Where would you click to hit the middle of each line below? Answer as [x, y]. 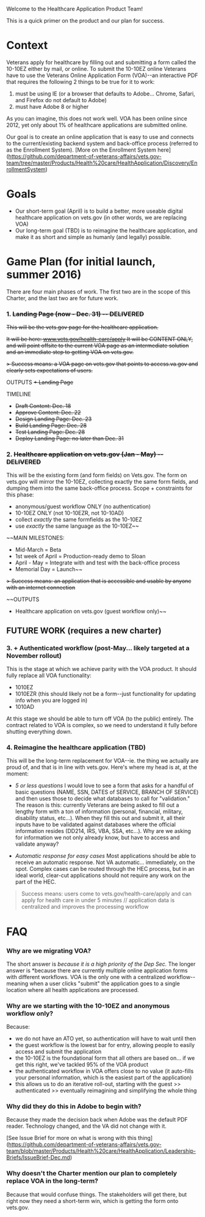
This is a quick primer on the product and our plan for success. [85, 20]
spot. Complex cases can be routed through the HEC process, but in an [105, 869]
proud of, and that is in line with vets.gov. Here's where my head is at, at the [102, 768]
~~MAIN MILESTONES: [36, 538]
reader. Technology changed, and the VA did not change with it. [86, 1126]
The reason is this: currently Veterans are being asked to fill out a [97, 805]
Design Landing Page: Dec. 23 [53, 419]
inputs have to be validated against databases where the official [95, 824]
